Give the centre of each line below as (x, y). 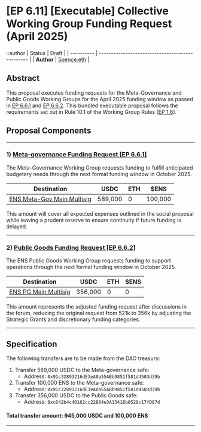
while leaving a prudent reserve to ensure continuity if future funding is (94, 220)
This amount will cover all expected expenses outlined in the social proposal (100, 213)
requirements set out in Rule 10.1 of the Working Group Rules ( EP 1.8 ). (92, 111)
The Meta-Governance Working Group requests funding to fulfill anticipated (100, 167)
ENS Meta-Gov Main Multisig (50, 199)
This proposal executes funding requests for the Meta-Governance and (94, 93)
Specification (32, 344)
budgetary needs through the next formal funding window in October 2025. (99, 174)
